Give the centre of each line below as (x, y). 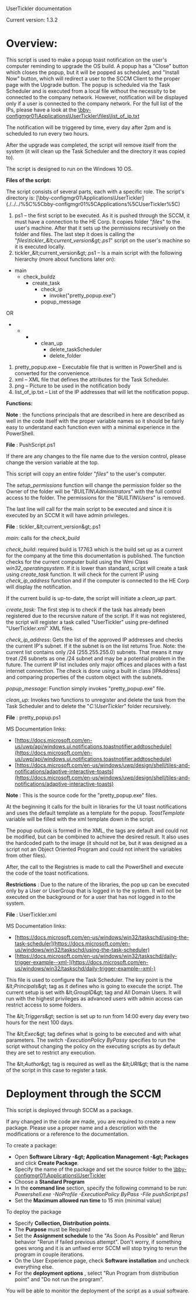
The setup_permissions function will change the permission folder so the (94, 485)
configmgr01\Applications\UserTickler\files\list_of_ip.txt (73, 116)
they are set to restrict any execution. (51, 1052)
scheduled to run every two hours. (48, 133)
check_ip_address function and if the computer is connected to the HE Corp (98, 580)
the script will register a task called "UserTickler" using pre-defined (87, 622)
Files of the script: (29, 180)
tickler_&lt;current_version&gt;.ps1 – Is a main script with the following (98, 252)
